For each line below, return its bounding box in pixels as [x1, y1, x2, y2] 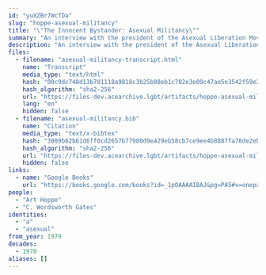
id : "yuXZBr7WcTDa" [8, 11, 73, 20]
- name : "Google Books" [15, 174, 93, 182]
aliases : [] [8, 254, 47, 262]
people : [8, 188, 34, 197]
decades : [8, 240, 37, 248]
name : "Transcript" [22, 63, 87, 71]
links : [8, 166, 30, 174]
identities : [8, 211, 47, 219]
